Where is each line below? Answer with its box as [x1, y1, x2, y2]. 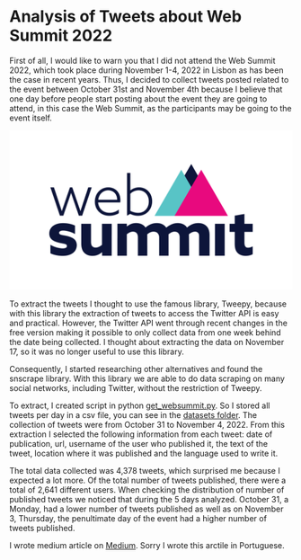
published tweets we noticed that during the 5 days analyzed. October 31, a [9, 494, 289, 505]
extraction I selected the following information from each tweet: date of [9, 429, 273, 440]
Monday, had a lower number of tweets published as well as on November [9, 503, 284, 514]
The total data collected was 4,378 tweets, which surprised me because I [9, 466, 280, 476]
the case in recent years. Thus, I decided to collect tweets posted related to [9, 74, 289, 84]
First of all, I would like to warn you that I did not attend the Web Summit [9, 55, 276, 66]
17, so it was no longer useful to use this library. [9, 346, 184, 357]
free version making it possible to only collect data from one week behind [9, 327, 281, 338]
